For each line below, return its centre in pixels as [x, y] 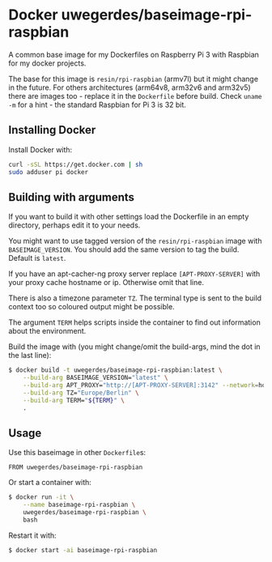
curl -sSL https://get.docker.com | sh [76, 164]
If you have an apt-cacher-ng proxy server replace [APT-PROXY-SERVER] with [134, 274]
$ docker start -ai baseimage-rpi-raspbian [83, 550]
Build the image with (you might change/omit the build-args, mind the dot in [134, 347]
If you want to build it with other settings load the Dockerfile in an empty [129, 217]
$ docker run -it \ [41, 497]
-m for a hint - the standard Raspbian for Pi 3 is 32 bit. [97, 104]
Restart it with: [32, 535]
